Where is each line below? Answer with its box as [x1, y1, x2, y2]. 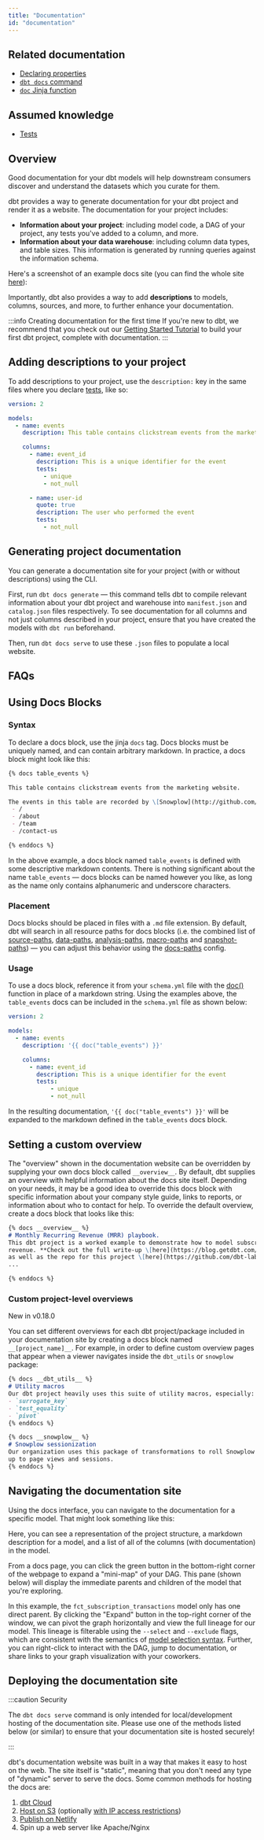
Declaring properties [19, 68, 86, 79]
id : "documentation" [8, 19, 76, 27]
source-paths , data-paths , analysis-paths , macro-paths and [8, 935, 203, 944]
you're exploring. [8, 1586, 64, 1595]
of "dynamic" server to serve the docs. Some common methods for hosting [8, 1774, 252, 1783]
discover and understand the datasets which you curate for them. [8, 181, 220, 190]
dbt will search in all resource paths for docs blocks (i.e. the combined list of [8, 926, 255, 937]
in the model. [8, 1546, 51, 1555]
